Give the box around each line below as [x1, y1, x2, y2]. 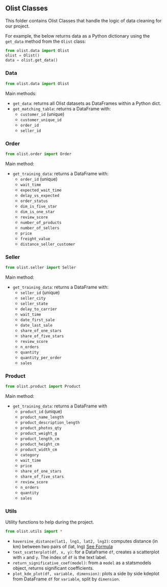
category [20, 453, 39, 458]
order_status [20, 198, 48, 203]
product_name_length [20, 415, 64, 420]
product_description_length [20, 420, 80, 425]
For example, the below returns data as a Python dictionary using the [5, 33, 150, 39]
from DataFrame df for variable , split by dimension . [12, 576, 121, 582]
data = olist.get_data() [5, 57, 58, 63]
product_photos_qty [20, 426, 62, 431]
